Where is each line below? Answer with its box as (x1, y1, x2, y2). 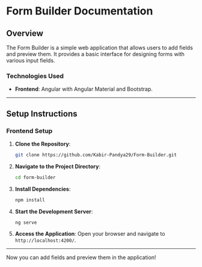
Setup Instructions (6, 108, 78, 118)
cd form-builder (14, 174, 56, 180)
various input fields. (6, 57, 55, 64)
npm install (14, 197, 45, 203)
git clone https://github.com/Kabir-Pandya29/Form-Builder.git (14, 152, 177, 158)
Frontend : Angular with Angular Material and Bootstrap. (14, 85, 153, 93)
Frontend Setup (6, 126, 53, 135)
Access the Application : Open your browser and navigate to (14, 230, 165, 238)
